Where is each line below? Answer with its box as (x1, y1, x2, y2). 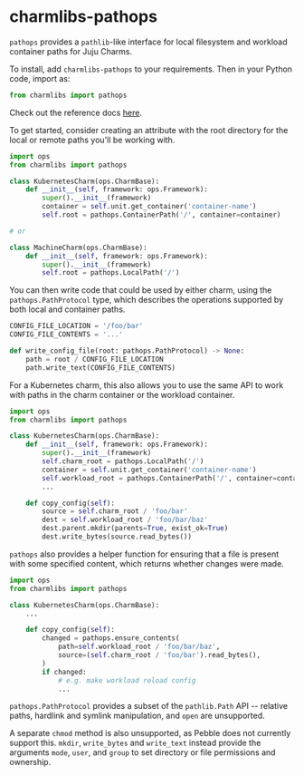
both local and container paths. (9, 304, 126, 315)
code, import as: (9, 73, 71, 83)
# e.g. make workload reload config (57, 675, 196, 685)
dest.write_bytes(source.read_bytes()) (42, 532, 193, 541)
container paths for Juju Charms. (9, 45, 133, 56)
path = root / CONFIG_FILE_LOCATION (25, 354, 165, 364)
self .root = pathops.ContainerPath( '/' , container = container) (42, 210, 281, 219)
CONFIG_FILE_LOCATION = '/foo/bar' (9, 322, 144, 331)
